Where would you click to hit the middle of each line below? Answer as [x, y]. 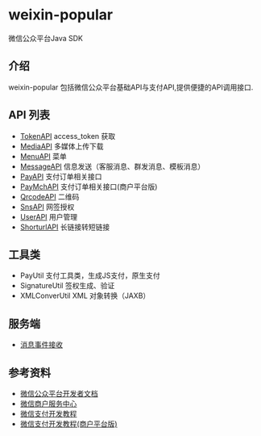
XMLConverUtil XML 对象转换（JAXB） [85, 296]
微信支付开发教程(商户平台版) [69, 424]
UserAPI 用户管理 [49, 216]
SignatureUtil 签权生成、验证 [67, 286]
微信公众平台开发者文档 [59, 394]
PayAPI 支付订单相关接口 [61, 176]
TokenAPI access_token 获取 [68, 136]
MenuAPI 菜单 [43, 156]
